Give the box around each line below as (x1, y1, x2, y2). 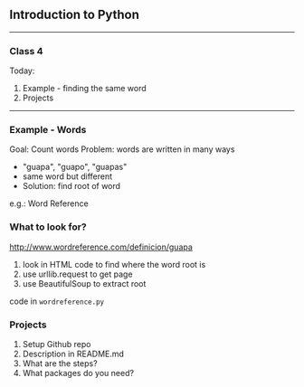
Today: (9, 65, 35, 76)
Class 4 (9, 44, 43, 57)
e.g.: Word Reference (9, 198, 89, 209)
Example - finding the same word (22, 83, 147, 94)
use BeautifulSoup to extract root (22, 278, 147, 288)
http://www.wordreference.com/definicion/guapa (9, 241, 193, 252)
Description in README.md (22, 348, 125, 359)
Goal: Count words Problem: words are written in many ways (9, 144, 235, 155)
